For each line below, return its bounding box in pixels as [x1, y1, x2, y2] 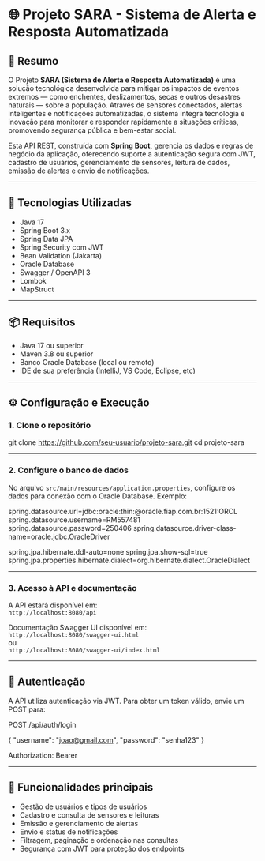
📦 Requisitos [8, 316, 76, 329]
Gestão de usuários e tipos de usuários [19, 802, 147, 811]
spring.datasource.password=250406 [8, 523, 132, 532]
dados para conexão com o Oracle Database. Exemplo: [8, 491, 188, 501]
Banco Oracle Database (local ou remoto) [19, 357, 155, 367]
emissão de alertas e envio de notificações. [8, 166, 150, 175]
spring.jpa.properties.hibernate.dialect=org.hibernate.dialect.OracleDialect [8, 555, 251, 565]
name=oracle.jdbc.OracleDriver [8, 532, 110, 541]
